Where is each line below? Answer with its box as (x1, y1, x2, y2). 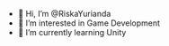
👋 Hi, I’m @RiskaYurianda (17, 9, 111, 19)
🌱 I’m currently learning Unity (17, 27, 127, 37)
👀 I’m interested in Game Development (17, 18, 160, 28)
